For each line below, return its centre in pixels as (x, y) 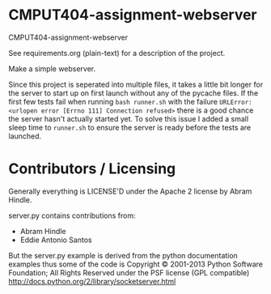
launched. (25, 136)
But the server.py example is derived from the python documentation (123, 255)
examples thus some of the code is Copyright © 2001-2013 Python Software (136, 264)
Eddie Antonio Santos (56, 240)
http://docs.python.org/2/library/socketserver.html (92, 281)
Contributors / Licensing (92, 169)
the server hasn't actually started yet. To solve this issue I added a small (129, 118)
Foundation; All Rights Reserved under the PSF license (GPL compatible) (129, 272)
